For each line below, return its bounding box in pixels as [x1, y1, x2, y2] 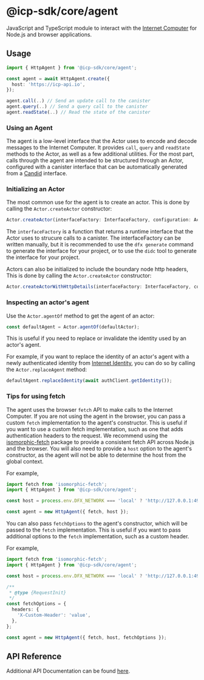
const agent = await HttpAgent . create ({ [6, 75, 110, 82]
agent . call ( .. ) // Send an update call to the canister [6, 98, 151, 104]
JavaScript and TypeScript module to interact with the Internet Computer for [6, 24, 197, 32]
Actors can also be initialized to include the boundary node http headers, [6, 266, 188, 273]
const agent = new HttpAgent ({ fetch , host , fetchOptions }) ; [6, 634, 167, 640]
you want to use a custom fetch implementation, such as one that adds [6, 425, 184, 432]
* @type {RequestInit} [8, 589, 67, 595]
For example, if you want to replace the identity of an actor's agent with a [6, 353, 189, 360]
